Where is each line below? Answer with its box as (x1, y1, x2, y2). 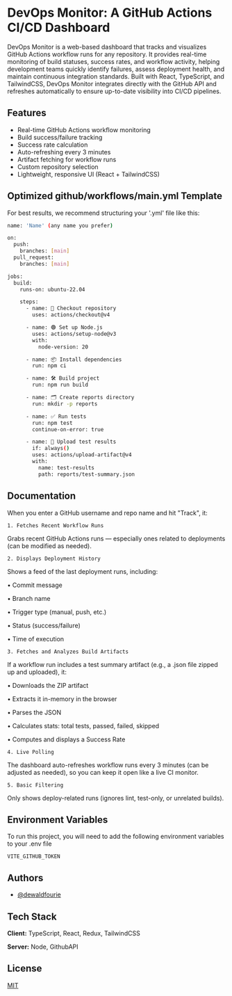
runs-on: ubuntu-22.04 (19, 286, 85, 293)
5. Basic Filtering (7, 781, 64, 789)
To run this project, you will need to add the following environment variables (7, 833, 224, 841)
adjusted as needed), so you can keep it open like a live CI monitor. (7, 768, 199, 776)
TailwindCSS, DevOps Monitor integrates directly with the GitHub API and (7, 79, 217, 88)
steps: (19, 298, 39, 305)
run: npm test (32, 419, 73, 426)
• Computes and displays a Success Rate (7, 735, 126, 744)
